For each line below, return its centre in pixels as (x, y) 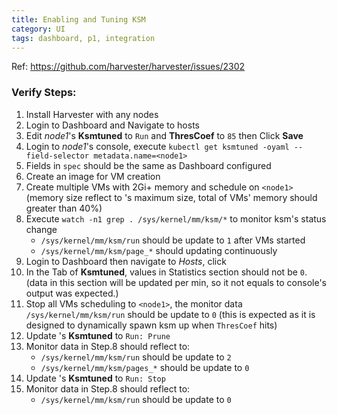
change (41, 229)
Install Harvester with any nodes (92, 114)
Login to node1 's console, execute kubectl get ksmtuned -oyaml (157, 146)
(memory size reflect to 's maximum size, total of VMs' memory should (171, 197)
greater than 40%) (64, 208)
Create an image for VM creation (93, 176)
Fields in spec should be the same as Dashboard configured (148, 165)
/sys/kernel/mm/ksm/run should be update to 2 (136, 357)
